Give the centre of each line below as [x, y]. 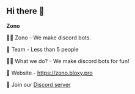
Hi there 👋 [25, 11]
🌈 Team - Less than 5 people [43, 49]
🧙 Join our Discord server [38, 84]
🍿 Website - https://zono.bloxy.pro [49, 73]
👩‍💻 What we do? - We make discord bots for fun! [68, 61]
